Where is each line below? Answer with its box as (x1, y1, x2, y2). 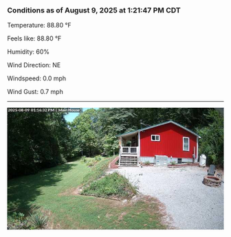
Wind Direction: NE (7, 61, 61, 69)
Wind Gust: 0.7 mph (7, 88, 63, 96)
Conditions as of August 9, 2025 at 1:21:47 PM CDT (7, 5, 181, 15)
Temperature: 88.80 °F (7, 21, 72, 30)
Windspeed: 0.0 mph (7, 74, 67, 82)
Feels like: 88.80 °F (7, 34, 62, 43)
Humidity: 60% (7, 47, 50, 56)
